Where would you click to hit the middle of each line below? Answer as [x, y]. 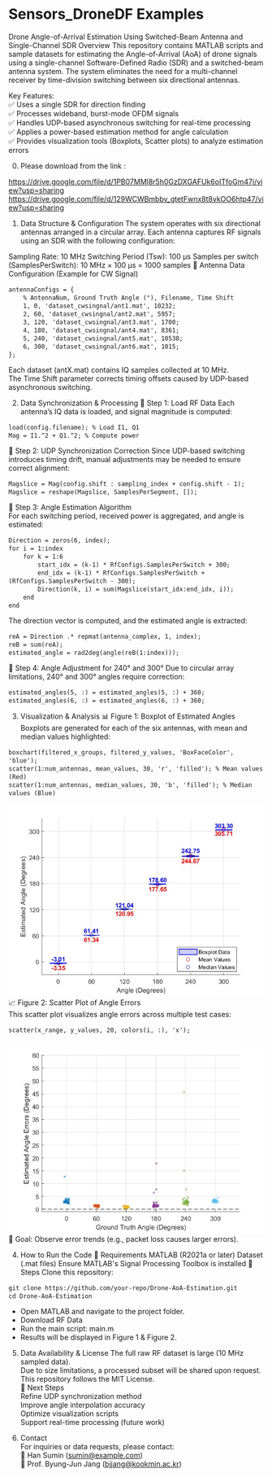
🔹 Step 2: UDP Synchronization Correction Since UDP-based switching [127, 450]
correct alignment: [39, 468]
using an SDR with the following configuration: [97, 240]
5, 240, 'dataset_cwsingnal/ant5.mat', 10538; [103, 339]
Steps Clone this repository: [67, 1272]
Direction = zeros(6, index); [60, 540]
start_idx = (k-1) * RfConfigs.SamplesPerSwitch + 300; [134, 565]
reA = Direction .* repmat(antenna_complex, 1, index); [105, 636]
